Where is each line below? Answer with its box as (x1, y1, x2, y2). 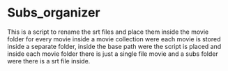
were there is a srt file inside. (7, 57, 91, 65)
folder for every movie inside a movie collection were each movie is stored (7, 34, 221, 43)
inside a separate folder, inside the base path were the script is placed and (7, 42, 222, 50)
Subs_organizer (7, 5, 100, 21)
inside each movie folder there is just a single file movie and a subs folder (7, 50, 218, 58)
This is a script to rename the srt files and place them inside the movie (7, 28, 209, 36)
